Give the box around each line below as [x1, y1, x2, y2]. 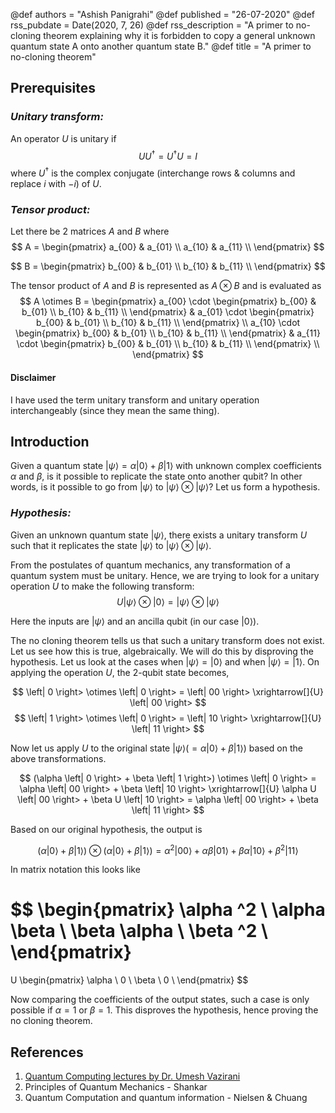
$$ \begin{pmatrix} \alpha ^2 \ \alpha [10, 899, 326, 921]
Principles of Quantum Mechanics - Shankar [24, 1081, 208, 1093]
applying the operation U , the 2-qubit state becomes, [10, 666, 230, 678]
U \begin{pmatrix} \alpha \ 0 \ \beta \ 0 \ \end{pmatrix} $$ [10, 974, 249, 986]
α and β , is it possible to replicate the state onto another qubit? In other [10, 470, 303, 483]
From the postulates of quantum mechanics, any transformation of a [10, 559, 291, 571]
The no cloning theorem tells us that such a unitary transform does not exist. [10, 634, 325, 646]
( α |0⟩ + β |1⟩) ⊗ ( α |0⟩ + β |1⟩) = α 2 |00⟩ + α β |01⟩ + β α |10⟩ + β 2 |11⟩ [37, 842, 299, 856]
